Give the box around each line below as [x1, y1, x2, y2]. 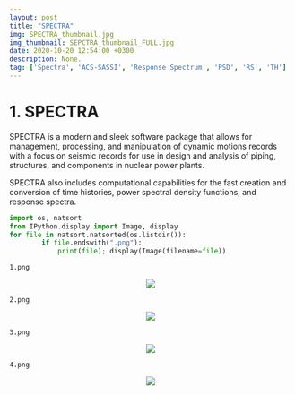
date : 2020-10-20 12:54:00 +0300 [9, 47, 134, 56]
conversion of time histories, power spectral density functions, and [9, 186, 257, 197]
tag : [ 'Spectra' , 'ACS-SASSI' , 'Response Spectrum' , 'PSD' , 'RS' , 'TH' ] [9, 64, 287, 73]
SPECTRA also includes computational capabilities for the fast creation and [9, 176, 287, 188]
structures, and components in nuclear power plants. [9, 159, 204, 170]
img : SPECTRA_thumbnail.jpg [9, 30, 115, 39]
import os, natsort [9, 213, 82, 222]
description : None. [9, 55, 82, 64]
